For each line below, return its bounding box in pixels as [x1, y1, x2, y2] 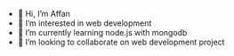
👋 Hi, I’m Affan [17, 9, 71, 19]
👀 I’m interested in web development [17, 18, 152, 28]
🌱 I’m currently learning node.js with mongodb [17, 28, 188, 37]
